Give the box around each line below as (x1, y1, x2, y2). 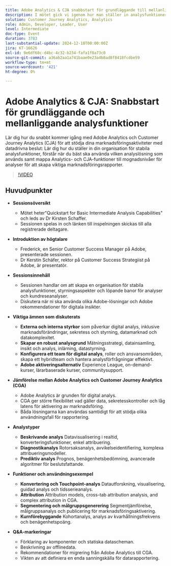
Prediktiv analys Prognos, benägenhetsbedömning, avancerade (20, 456, 155, 462)
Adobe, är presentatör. (20, 262, 68, 268)
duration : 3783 (5, 36, 38, 41)
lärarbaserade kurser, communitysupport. (36, 367, 124, 373)
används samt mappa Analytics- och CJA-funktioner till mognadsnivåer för (5, 156, 162, 162)
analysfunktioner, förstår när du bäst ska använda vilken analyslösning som (5, 150, 163, 156)
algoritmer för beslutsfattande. (20, 461, 84, 467)
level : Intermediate (5, 27, 49, 32)
